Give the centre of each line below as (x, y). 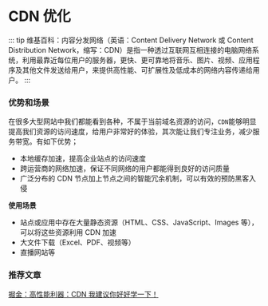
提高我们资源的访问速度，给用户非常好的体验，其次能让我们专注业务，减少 (130, 132)
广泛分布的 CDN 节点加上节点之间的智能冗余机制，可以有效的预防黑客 (134, 179)
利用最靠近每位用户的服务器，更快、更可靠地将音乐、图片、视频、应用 (137, 60)
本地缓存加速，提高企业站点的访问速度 (83, 159)
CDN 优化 (39, 16)
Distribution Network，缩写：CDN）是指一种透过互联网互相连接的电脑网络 (130, 50)
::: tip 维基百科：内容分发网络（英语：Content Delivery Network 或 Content (131, 40)
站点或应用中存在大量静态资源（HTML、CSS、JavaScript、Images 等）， (139, 223)
